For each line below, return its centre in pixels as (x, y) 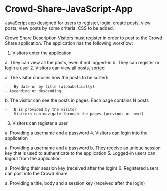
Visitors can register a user (40, 123)
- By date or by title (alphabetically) (50, 87)
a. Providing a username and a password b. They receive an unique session (83, 148)
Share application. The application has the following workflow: (69, 43)
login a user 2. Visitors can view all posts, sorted (55, 68)
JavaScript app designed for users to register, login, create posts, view (78, 23)
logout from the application (33, 158)
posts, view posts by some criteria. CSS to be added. (60, 28)
